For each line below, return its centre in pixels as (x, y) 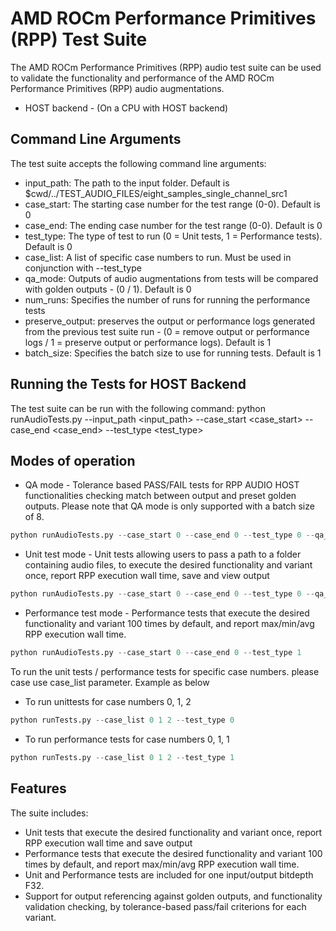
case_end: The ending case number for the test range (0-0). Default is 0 (173, 225)
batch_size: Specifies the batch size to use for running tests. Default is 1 (173, 353)
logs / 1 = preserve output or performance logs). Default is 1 (148, 342)
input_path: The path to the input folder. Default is (127, 183)
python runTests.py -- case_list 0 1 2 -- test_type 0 (122, 720)
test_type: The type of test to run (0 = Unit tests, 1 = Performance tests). (173, 236)
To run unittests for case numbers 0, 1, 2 (108, 701)
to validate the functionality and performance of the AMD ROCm (142, 78)
